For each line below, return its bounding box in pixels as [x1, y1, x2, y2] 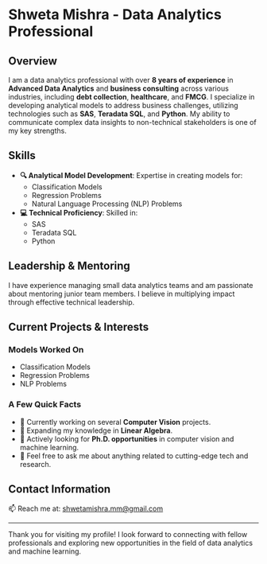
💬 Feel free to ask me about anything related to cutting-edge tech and [19, 451, 249, 461]
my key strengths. [8, 126, 68, 135]
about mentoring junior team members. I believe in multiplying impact [8, 289, 235, 298]
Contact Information [8, 483, 111, 496]
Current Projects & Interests [8, 321, 149, 334]
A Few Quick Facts [8, 399, 82, 410]
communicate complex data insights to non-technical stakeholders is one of [8, 118, 257, 126]
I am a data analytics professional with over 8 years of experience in [8, 76, 234, 84]
